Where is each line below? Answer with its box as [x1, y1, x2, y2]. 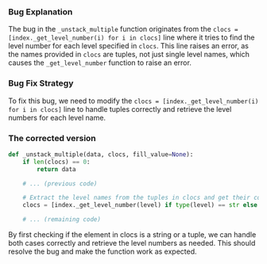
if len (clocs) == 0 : [22, 158, 91, 166]
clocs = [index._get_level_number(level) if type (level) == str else [22, 201, 258, 209]
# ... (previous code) [22, 179, 98, 188]
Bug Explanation [8, 6, 73, 17]
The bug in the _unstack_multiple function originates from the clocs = [8, 25, 238, 34]
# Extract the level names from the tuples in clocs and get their [22, 193, 250, 202]
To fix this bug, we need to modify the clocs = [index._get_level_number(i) [8, 96, 259, 105]
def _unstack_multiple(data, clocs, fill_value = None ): [8, 150, 194, 159]
